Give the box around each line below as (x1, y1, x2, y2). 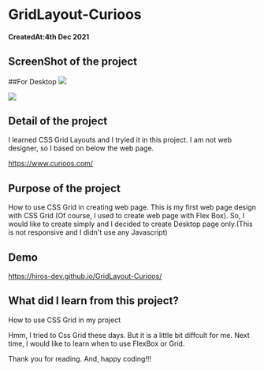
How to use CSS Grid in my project (8, 315, 121, 325)
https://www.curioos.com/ (8, 159, 93, 169)
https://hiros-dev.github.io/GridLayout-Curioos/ (8, 272, 162, 281)
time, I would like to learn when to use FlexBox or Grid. (8, 339, 185, 348)
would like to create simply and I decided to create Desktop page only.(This (8, 219, 254, 229)
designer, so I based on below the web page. (8, 143, 154, 153)
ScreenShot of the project (8, 55, 138, 69)
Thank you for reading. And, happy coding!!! (8, 354, 152, 363)
